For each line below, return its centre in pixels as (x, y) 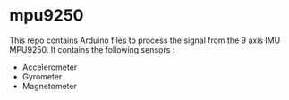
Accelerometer (50, 67)
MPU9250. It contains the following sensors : (92, 49)
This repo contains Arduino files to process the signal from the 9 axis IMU (145, 40)
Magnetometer (50, 86)
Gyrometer (42, 76)
